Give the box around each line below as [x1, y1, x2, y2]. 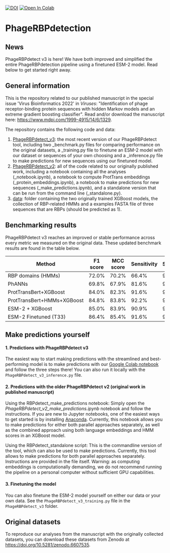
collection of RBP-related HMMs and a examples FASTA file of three [12, 201, 154, 207]
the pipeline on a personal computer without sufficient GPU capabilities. [5, 469, 155, 475]
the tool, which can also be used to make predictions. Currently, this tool [5, 448, 156, 454]
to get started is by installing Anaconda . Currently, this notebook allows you [5, 416, 163, 423]
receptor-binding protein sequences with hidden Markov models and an [5, 105, 155, 112]
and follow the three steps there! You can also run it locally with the [5, 366, 146, 373]
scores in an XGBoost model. [5, 432, 66, 438]
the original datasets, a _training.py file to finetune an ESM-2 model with [12, 147, 163, 153]
